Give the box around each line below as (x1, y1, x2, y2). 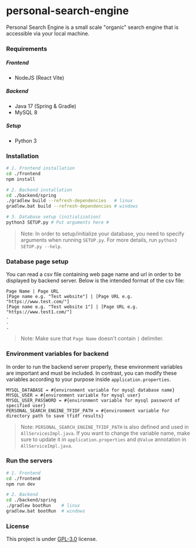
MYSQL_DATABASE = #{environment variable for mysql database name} (6, 387, 175, 393)
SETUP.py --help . (20, 242, 62, 250)
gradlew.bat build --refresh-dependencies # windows (6, 204, 138, 209)
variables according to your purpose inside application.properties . (6, 376, 171, 383)
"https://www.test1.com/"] (6, 309, 72, 315)
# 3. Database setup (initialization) (6, 214, 101, 220)
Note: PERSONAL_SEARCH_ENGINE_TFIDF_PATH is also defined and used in (20, 423, 190, 430)
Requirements (6, 44, 48, 52)
